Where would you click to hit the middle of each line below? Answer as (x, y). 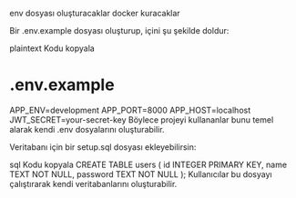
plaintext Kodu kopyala (52, 48)
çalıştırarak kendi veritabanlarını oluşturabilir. (93, 183)
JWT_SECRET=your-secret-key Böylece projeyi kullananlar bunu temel (142, 119)
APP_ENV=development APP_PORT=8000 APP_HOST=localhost (130, 110)
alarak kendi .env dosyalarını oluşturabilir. (87, 129)
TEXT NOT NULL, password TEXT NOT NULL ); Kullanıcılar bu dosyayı (141, 174)
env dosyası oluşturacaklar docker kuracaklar (95, 13)
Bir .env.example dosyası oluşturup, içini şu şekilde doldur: (119, 30)
